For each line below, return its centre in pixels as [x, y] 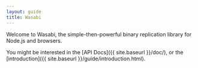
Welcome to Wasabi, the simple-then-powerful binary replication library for [99, 34]
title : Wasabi [24, 17]
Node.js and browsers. [34, 41]
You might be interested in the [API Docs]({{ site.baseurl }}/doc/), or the [95, 52]
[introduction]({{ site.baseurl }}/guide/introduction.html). [76, 58]
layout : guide [24, 12]
